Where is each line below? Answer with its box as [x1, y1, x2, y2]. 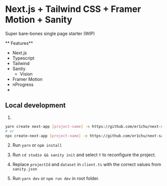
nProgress [12, 81, 34, 88]
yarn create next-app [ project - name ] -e [5, 124, 90, 129]
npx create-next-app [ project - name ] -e [5, 133, 88, 138]
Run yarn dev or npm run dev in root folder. [12, 176, 99, 182]
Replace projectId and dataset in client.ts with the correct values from [12, 162, 162, 168]
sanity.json [12, 167, 37, 172]
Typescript [12, 55, 35, 61]
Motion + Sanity [5, 14, 73, 25]
